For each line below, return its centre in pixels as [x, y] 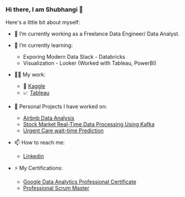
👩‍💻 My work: [30, 75]
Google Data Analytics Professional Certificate [80, 182]
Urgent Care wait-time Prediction [63, 131]
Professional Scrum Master [56, 188]
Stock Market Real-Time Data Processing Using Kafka [89, 125]
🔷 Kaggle [34, 86]
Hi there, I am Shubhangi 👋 [44, 9]
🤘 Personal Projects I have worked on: [60, 107]
